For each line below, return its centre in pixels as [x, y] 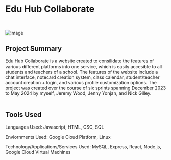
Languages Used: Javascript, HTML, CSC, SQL [55, 127]
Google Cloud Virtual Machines [38, 152]
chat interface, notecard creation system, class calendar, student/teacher [82, 77]
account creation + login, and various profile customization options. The [81, 82]
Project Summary [34, 49]
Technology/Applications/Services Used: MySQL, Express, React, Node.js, [83, 147]
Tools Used [23, 115]
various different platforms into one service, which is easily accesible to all [84, 66]
